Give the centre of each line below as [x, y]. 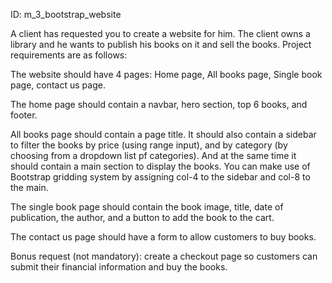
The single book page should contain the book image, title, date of [147, 207]
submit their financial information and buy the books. [119, 267]
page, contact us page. [58, 85]
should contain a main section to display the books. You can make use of [160, 166]
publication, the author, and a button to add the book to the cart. [142, 217]
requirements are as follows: [69, 55]
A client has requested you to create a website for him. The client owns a [160, 33]
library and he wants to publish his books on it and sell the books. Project [161, 44]
